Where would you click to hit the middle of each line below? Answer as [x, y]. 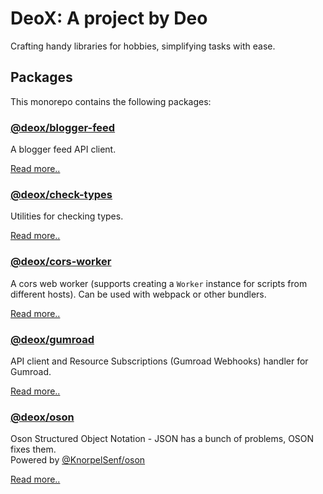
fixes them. [33, 449]
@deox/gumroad [52, 339]
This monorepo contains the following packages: [111, 101]
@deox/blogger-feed [63, 127]
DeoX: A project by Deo [109, 18]
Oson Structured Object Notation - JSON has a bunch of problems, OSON [162, 439]
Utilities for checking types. [67, 216]
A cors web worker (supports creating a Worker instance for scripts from [159, 283]
